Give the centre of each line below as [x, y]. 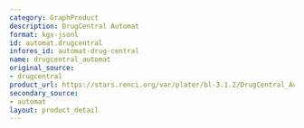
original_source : [42, 69]
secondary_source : [44, 93]
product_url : [34, 85]
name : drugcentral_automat [60, 59]
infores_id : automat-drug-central [75, 51]
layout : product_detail [54, 110]
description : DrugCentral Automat [75, 26]
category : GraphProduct [54, 18]
